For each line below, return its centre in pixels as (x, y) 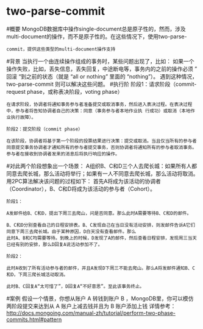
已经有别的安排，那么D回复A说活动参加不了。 (55, 244)
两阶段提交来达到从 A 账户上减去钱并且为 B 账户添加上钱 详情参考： (91, 306)
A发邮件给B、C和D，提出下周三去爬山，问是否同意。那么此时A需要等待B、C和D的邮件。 (99, 213)
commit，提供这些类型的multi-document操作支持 (61, 49)
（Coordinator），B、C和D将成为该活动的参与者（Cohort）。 (81, 189)
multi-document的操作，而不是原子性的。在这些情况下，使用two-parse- (97, 36)
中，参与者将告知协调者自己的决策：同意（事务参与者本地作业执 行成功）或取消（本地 (98, 111)
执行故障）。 (23, 117)
